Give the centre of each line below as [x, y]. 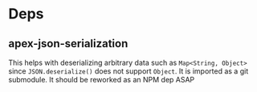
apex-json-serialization [68, 44]
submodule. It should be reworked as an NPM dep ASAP [102, 80]
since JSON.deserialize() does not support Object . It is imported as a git [128, 71]
